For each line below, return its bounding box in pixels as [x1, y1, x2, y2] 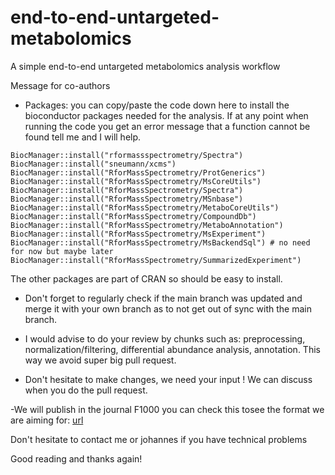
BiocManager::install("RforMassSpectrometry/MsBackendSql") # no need [10, 237, 311, 248]
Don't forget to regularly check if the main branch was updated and [24, 292, 303, 304]
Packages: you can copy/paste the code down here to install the [24, 99, 290, 111]
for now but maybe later [10, 246, 114, 256]
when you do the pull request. [24, 384, 148, 396]
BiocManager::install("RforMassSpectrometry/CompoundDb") [10, 211, 257, 221]
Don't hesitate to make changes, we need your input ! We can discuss [24, 373, 313, 385]
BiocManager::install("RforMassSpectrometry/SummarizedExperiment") [10, 255, 302, 265]
